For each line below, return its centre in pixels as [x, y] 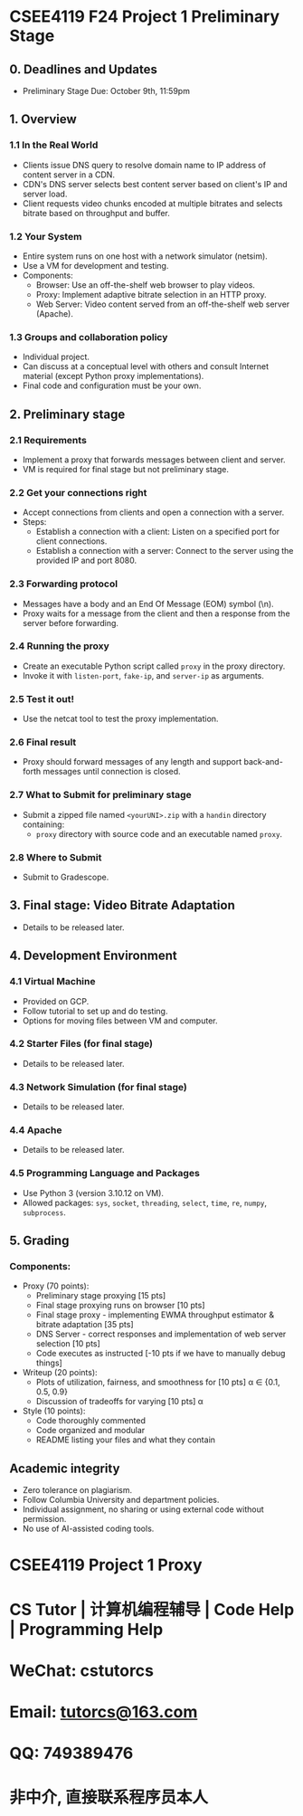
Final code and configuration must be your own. [112, 385]
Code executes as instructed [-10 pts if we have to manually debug [161, 1354]
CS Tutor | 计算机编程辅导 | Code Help [152, 1609]
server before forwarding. [71, 623]
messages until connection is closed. [112, 772]
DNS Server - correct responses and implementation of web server [161, 1334]
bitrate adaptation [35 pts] [85, 1325]
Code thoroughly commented [91, 1421]
